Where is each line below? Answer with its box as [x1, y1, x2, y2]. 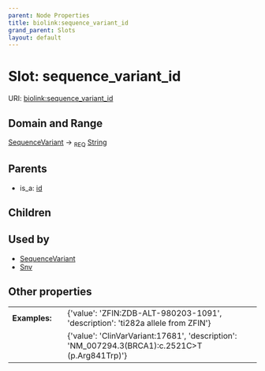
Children [8, 206, 51, 219]
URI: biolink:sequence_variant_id [8, 94, 114, 103]
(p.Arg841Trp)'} [67, 350, 128, 361]
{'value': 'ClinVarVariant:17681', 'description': [67, 330, 237, 341]
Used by [8, 233, 50, 246]
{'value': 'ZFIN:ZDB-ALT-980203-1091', [67, 307, 222, 318]
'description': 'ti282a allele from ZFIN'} [67, 317, 211, 328]
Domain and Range [8, 116, 103, 130]
